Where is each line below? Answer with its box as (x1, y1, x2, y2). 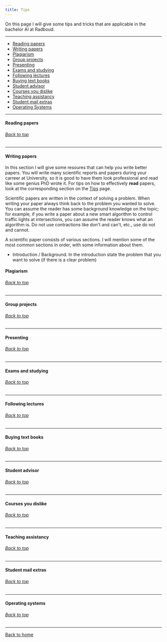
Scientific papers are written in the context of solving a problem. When (5, 195, 150, 201)
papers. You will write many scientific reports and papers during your (5, 170, 147, 176)
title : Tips (5, 7, 30, 12)
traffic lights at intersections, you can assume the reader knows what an (5, 216, 153, 222)
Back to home (5, 632, 34, 638)
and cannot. (5, 227, 30, 233)
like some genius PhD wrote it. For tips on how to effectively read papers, (5, 180, 156, 186)
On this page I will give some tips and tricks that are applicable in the (5, 21, 146, 27)
